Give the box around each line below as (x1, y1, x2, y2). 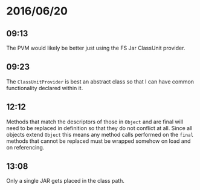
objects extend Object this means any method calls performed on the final (6, 131, 194, 138)
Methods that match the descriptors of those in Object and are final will (6, 118, 183, 125)
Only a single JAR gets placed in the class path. (6, 177, 125, 185)
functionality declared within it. (6, 84, 83, 91)
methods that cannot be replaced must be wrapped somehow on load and (6, 137, 191, 145)
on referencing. (6, 143, 45, 151)
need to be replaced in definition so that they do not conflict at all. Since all (6, 124, 193, 131)
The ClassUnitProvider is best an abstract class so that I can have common (6, 77, 195, 85)
